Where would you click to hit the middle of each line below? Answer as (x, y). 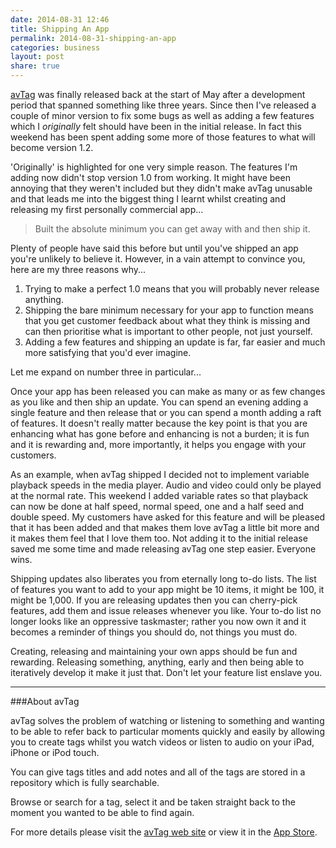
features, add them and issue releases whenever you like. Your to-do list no (166, 610)
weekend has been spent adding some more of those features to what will (163, 137)
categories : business (55, 47)
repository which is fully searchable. (85, 782)
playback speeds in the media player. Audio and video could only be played (166, 485)
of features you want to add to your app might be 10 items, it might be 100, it (167, 589)
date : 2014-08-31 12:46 (60, 19)
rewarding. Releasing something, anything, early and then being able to (157, 662)
